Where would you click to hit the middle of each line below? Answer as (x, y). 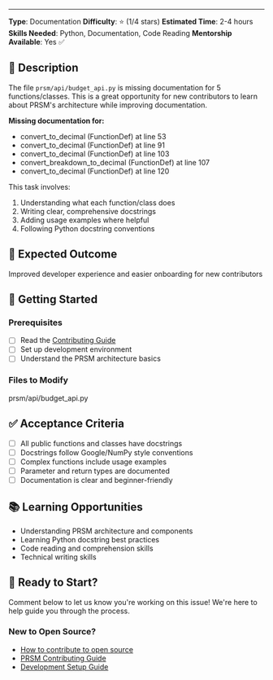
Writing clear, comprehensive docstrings (88, 211)
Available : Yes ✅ (37, 42)
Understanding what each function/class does (97, 202)
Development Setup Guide (64, 667)
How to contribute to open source (77, 649)
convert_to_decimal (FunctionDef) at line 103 (95, 154)
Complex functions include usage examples (93, 462)
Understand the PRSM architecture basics (90, 358)
